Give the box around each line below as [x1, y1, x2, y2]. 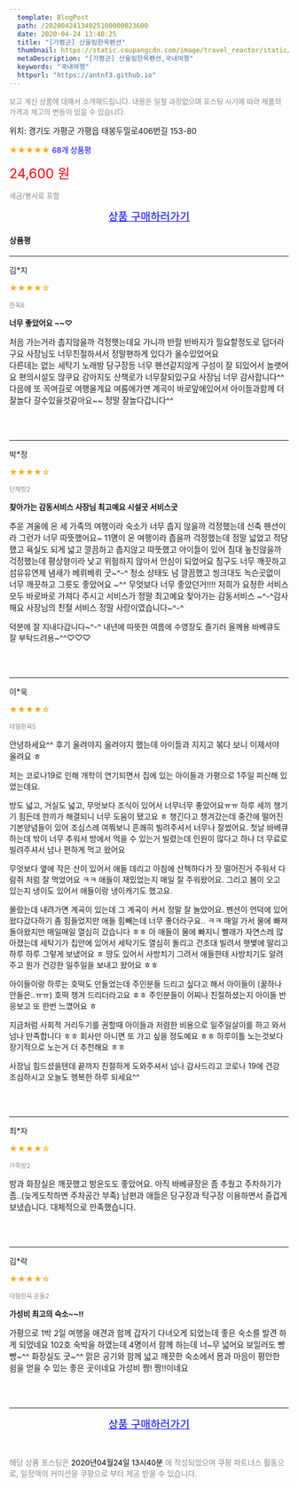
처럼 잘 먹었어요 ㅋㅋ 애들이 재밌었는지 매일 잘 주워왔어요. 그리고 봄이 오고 [25, 874, 281, 885]
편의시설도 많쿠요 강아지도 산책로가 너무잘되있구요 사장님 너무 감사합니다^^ [19, 372, 286, 382]
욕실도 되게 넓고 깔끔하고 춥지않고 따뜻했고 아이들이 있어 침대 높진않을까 [26, 544, 282, 555]
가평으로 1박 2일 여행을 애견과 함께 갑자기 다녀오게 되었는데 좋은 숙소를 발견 [9, 1327, 278, 1338]
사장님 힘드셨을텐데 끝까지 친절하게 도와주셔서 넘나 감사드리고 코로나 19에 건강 [9, 1060, 280, 1071]
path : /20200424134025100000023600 [17, 21, 149, 30]
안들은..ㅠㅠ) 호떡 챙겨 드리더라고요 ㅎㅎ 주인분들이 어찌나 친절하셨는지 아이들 [9, 989, 278, 1000]
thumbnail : [17, 46, 58, 55]
